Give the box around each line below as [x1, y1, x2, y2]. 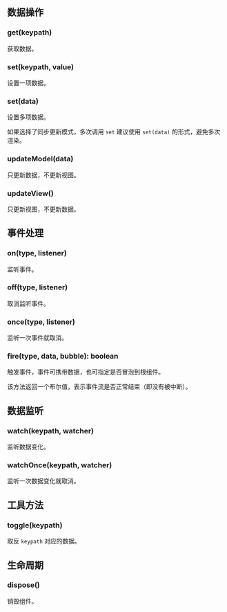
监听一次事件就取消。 [7, 334, 68, 342]
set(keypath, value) [7, 62, 75, 71]
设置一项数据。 [7, 78, 50, 87]
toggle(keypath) [7, 520, 63, 530]
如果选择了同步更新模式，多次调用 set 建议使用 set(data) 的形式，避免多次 [7, 127, 221, 136]
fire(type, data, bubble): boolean [7, 352, 119, 361]
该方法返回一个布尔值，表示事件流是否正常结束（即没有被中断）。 [7, 383, 192, 391]
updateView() [7, 188, 54, 198]
